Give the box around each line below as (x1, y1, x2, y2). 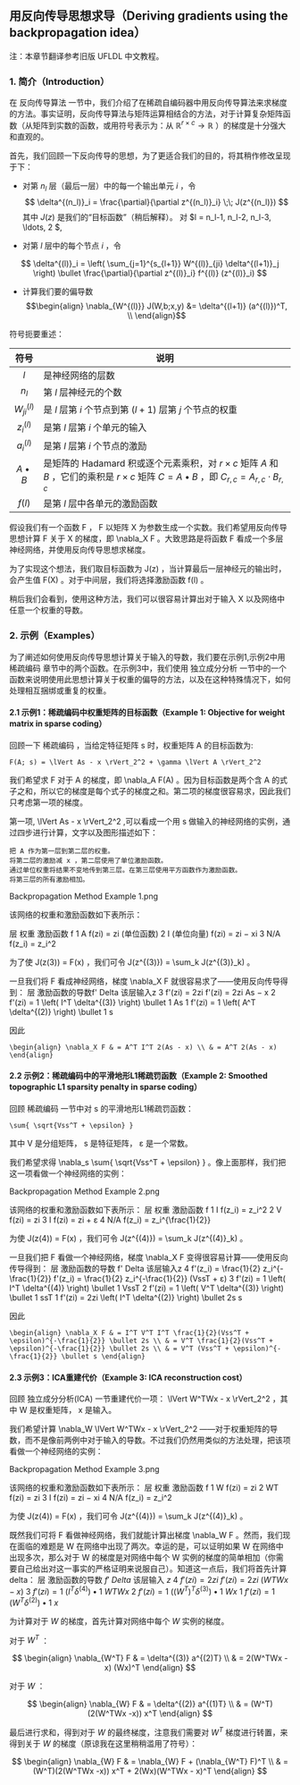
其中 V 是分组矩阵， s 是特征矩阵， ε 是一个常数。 (9, 1138, 194, 1148)
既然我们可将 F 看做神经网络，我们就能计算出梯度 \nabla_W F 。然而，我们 (9, 1530, 283, 1541)
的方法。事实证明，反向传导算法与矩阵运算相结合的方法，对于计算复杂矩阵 (9, 108, 283, 119)
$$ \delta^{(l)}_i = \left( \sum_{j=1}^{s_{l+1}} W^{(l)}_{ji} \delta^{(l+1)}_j (21, 258, 279, 268)
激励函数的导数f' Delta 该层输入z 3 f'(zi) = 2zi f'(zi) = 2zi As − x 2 (37, 986, 276, 997)
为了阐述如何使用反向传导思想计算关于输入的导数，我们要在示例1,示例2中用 (9, 651, 286, 662)
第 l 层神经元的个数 (43, 385, 122, 398)
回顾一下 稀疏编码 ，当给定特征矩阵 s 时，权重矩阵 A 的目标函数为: (9, 740, 254, 750)
